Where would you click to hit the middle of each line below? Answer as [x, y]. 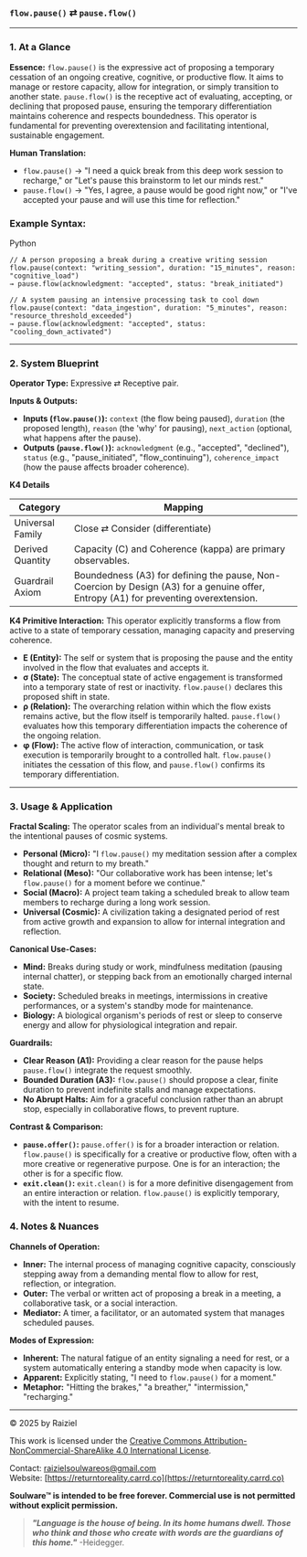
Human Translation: [48, 153]
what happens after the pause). [82, 438]
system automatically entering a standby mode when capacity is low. [153, 1367]
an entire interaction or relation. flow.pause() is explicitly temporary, [151, 1193]
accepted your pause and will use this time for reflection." [131, 199]
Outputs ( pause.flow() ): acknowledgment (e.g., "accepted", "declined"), [156, 448]
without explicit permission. [64, 1505]
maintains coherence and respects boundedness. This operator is [133, 115]
